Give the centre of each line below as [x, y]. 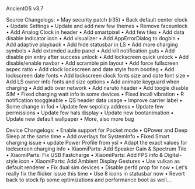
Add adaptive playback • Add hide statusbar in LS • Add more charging [92, 44]
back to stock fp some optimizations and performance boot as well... [89, 180]
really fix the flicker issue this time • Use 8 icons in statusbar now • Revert [95, 174]
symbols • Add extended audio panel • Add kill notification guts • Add [90, 51]
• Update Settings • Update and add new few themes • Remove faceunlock [97, 26]
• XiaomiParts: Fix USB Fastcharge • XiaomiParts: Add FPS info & [85, 155]
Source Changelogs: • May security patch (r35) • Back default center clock [97, 20]
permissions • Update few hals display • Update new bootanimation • [90, 113]
